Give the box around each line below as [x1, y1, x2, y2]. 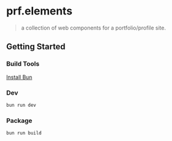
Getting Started [6, 42, 66, 52]
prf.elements [6, 4, 72, 18]
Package [6, 116, 33, 125]
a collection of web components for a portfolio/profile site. [21, 24, 166, 31]
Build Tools [6, 60, 40, 68]
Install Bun [6, 74, 33, 81]
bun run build [6, 130, 42, 136]
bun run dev [6, 102, 36, 108]
